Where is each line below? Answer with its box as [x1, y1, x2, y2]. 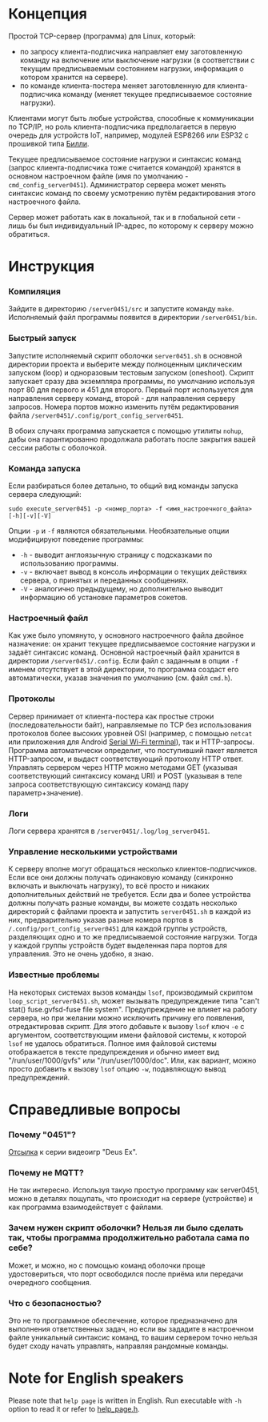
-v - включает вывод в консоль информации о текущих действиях [19, 567, 247, 577]
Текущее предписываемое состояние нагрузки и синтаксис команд [8, 154, 242, 164]
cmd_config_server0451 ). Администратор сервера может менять [8, 179, 226, 189]
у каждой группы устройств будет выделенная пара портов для [8, 941, 228, 951]
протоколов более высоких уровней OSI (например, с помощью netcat [8, 728, 253, 738]
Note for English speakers [8, 1369, 184, 1388]
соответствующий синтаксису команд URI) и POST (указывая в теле [8, 771, 242, 780]
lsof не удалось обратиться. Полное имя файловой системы [8, 1038, 218, 1048]
